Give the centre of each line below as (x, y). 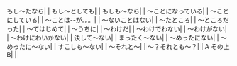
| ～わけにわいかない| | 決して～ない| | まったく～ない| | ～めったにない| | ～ (117, 38)
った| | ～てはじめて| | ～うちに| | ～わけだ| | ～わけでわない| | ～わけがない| (117, 29)
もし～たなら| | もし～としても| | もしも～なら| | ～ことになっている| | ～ (112, 11)
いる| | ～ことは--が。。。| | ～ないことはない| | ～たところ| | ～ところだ (127, 20)
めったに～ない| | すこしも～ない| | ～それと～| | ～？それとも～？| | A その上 (118, 46)
